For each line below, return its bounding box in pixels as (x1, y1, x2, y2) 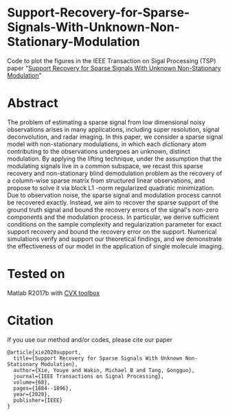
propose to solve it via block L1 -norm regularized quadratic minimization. (7, 183, 215, 192)
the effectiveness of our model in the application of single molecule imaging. (7, 242, 224, 250)
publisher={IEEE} (13, 397, 63, 404)
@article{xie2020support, (7, 349, 81, 356)
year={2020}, (13, 391, 51, 397)
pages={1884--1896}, (13, 384, 72, 392)
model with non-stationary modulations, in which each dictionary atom (7, 139, 207, 148)
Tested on (7, 266, 65, 282)
